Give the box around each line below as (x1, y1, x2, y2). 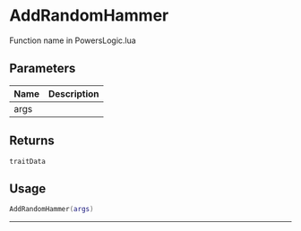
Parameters (9, 61, 76, 76)
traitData (9, 157, 47, 166)
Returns (9, 133, 56, 149)
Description (47, 87, 100, 99)
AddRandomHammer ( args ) (9, 205, 94, 214)
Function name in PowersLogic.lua (9, 35, 136, 46)
